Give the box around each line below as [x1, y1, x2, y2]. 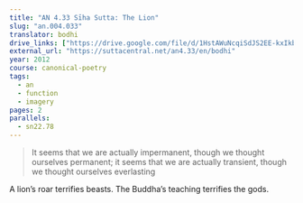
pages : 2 [9, 106, 42, 115]
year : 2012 [9, 55, 50, 64]
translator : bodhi [9, 30, 78, 39]
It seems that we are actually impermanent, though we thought [31, 147, 265, 158]
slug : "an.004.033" [9, 22, 83, 31]
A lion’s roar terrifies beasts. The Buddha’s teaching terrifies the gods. [9, 184, 269, 194]
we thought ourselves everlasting [31, 166, 156, 177]
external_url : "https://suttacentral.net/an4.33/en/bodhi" [9, 47, 236, 56]
